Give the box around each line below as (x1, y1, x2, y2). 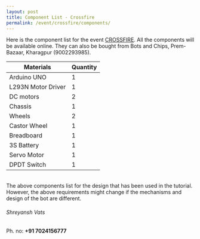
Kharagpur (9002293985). (26, 49, 91, 56)
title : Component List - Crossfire (6, 14, 95, 20)
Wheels (9, 112, 31, 120)
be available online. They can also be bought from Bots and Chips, (6, 42, 170, 50)
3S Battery (9, 141, 39, 149)
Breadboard (9, 131, 43, 140)
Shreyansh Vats (6, 209, 45, 216)
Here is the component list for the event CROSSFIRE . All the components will (6, 36, 195, 44)
